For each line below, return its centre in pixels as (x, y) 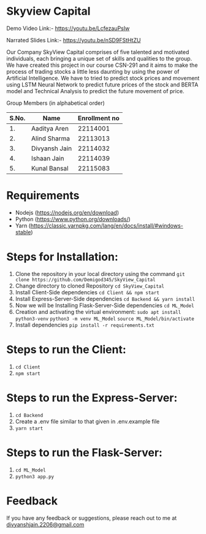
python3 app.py (35, 476)
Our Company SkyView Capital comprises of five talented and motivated (98, 52)
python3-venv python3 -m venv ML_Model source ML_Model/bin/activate (105, 319)
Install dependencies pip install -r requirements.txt (85, 325)
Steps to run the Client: (67, 349)
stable (23, 232)
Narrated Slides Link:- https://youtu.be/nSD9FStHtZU (74, 40)
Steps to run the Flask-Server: (84, 452)
